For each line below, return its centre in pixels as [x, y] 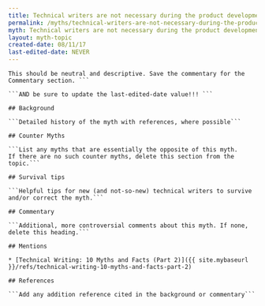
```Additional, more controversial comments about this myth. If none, [128, 226]
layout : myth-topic [40, 37]
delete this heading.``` [49, 233]
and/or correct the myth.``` [56, 198]
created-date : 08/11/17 [47, 45]
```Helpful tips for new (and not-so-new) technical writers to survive [130, 191]
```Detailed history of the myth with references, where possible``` [125, 122]
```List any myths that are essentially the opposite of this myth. [123, 150]
